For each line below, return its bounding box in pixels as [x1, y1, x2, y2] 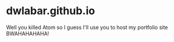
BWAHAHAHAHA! [6, 30, 50, 37]
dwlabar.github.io [6, 4, 96, 18]
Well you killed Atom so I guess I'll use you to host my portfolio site [6, 24, 168, 31]
